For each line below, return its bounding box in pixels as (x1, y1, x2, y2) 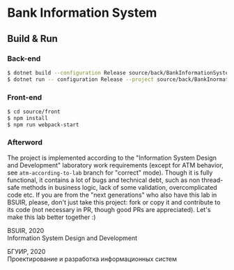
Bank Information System (7, 5, 157, 21)
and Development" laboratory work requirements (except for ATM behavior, (7, 160, 224, 169)
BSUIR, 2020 (7, 226, 45, 234)
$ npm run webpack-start (7, 121, 79, 128)
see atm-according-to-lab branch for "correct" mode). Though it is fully (7, 168, 213, 177)
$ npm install (7, 114, 49, 121)
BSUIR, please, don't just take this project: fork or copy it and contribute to (7, 197, 221, 207)
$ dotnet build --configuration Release (7, 69, 127, 76)
